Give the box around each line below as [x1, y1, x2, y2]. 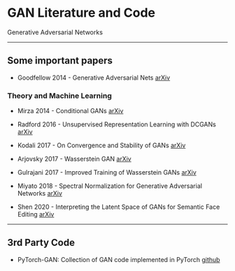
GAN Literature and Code [7, 5, 156, 21]
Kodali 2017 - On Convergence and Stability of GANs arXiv [17, 141, 186, 149]
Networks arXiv [17, 189, 63, 198]
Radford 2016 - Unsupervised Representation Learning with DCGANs [17, 120, 217, 129]
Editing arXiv [17, 210, 55, 219]
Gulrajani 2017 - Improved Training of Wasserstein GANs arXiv [17, 168, 197, 177]
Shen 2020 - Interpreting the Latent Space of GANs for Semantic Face [17, 203, 220, 211]
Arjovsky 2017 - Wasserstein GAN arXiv [17, 155, 131, 163]
